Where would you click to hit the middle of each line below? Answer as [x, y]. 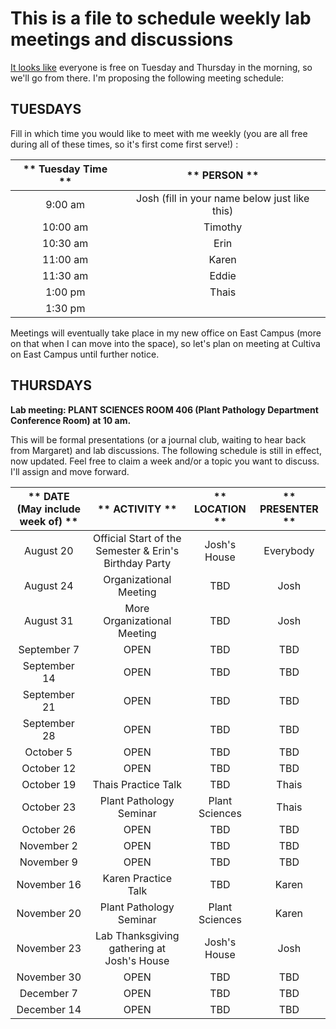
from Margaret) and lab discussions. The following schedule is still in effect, [166, 450]
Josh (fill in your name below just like [223, 198]
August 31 [49, 620]
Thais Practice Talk [137, 784]
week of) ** [48, 521]
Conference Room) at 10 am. [71, 420]
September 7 [49, 649]
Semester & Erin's [137, 550]
